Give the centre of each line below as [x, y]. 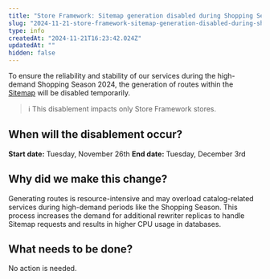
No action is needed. [43, 269]
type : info [27, 30]
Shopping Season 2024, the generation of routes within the [135, 84]
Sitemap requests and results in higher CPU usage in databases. [115, 224]
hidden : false [32, 53]
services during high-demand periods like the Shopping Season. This [123, 207]
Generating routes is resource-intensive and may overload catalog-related [131, 198]
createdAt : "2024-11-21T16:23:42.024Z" [75, 38]
